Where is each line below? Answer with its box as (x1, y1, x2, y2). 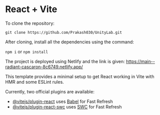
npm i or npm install (5, 48, 49, 54)
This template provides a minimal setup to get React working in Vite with (5, 73, 154, 79)
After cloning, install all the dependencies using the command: (5, 39, 134, 45)
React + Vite (5, 4, 58, 15)
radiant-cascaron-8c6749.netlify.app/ (5, 64, 83, 70)
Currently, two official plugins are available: (5, 88, 95, 94)
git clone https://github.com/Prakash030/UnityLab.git (5, 30, 122, 35)
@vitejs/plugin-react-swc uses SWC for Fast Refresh (12, 103, 122, 109)
